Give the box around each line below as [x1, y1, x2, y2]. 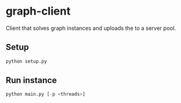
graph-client [6, 4, 71, 18]
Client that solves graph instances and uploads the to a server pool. [6, 24, 176, 32]
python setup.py [6, 58, 47, 65]
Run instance [6, 75, 57, 86]
